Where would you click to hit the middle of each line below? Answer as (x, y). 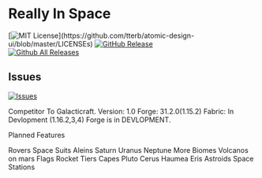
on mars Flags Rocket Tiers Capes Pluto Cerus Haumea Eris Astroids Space (131, 158)
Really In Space (60, 14)
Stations (22, 167)
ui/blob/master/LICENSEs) (51, 43)
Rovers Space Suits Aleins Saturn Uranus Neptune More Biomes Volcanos (128, 150)
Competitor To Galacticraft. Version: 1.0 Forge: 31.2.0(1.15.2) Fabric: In (121, 111)
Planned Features (37, 135)
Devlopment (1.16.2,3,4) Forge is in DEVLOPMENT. (90, 120)
